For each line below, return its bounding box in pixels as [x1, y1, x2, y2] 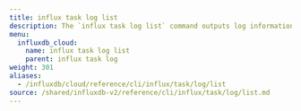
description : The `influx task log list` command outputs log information [9, 21, 295, 30]
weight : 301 [9, 64, 54, 73]
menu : [9, 30, 30, 38]
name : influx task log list [25, 47, 130, 55]
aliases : [9, 72, 42, 81]
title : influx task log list [9, 13, 118, 22]
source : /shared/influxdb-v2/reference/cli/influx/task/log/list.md [9, 88, 271, 97]
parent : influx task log [25, 55, 118, 64]
